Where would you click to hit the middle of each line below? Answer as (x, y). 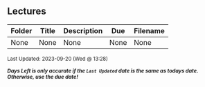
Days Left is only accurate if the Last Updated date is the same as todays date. (103, 71)
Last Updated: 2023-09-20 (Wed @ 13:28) (58, 59)
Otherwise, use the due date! (43, 77)
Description (83, 30)
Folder (21, 30)
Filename (149, 30)
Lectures (27, 11)
